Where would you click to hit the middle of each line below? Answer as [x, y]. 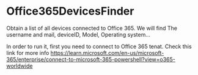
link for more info [28, 52]
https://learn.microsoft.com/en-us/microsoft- [107, 52]
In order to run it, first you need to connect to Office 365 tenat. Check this [99, 46]
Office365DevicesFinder [70, 11]
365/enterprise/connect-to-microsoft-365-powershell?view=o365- [91, 59]
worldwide [20, 66]
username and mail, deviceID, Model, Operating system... [79, 34]
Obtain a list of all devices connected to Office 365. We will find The [92, 28]
